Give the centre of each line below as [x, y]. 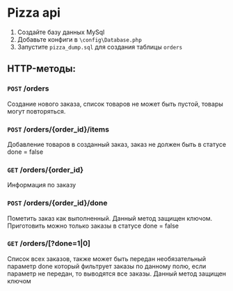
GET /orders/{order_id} [46, 170]
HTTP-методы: [42, 69]
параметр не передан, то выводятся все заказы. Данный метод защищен [117, 274]
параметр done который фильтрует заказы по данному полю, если [107, 266]
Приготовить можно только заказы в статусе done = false [93, 226]
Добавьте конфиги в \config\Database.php [80, 39]
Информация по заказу [42, 185]
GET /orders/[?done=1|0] [49, 244]
